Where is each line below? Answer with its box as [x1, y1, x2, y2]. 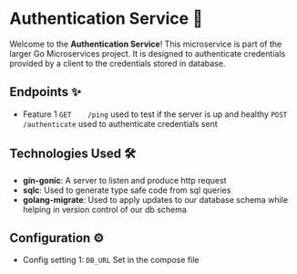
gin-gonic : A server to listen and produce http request [22, 174, 227, 185]
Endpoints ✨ [9, 84, 82, 100]
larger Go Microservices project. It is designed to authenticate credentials [9, 47, 286, 58]
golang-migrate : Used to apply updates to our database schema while [22, 194, 289, 205]
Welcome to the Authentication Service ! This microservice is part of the [9, 38, 282, 49]
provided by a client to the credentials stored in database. [9, 58, 226, 68]
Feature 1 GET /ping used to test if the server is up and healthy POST [22, 109, 288, 120]
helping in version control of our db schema [22, 204, 187, 215]
